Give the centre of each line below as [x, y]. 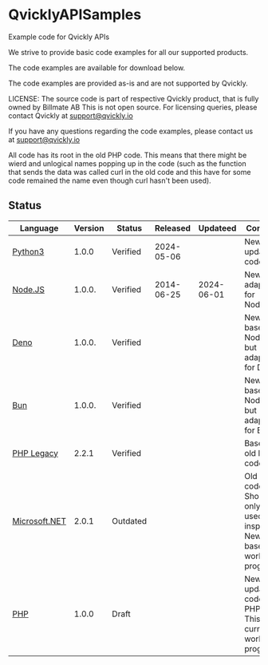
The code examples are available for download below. [97, 67]
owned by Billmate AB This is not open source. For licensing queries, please [133, 107]
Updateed [217, 228]
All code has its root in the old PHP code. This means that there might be [128, 155]
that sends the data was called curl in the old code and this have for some [130, 172]
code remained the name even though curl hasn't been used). [110, 180]
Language [39, 228]
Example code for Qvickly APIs [59, 37]
